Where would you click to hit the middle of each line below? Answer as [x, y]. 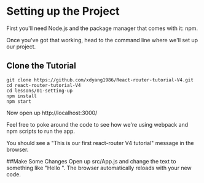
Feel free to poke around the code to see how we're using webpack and [97, 124]
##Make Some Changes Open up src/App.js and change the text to [91, 161]
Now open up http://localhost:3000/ [52, 113]
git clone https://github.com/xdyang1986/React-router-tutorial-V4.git [100, 80]
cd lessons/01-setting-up [39, 91]
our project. [21, 47]
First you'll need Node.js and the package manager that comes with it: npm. [102, 28]
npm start [19, 101]
